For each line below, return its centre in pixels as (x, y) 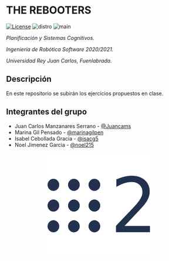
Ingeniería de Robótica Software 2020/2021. (60, 49)
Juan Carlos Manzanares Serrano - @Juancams (73, 126)
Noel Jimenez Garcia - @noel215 (54, 145)
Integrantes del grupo (46, 112)
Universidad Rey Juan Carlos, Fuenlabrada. (59, 61)
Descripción (29, 79)
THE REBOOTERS (49, 10)
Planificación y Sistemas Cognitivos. (50, 38)
